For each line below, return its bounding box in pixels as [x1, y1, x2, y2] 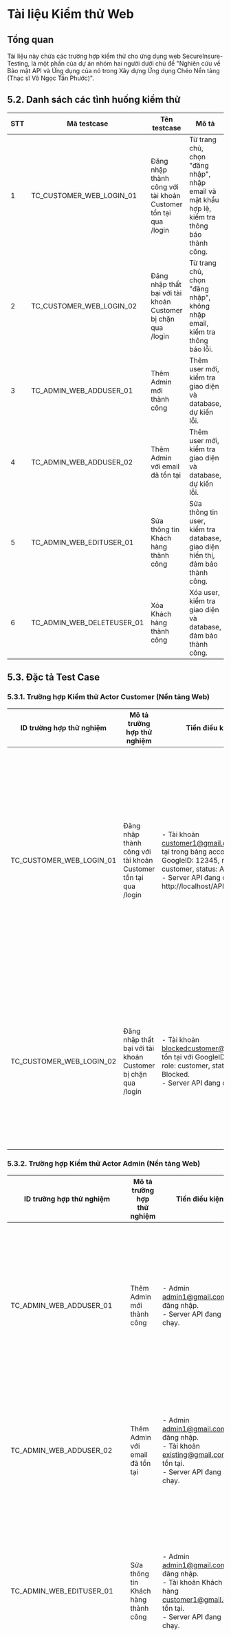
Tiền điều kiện [175, 1194, 224, 1204]
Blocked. [161, 1069, 190, 1079]
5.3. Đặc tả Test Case [7, 672, 100, 683]
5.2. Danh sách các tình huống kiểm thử [7, 94, 181, 106]
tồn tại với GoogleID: [161, 1052, 228, 1061]
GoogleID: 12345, [161, 855, 220, 865]
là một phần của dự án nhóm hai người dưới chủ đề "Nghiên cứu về [31, 59, 221, 68]
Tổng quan [7, 34, 54, 46]
